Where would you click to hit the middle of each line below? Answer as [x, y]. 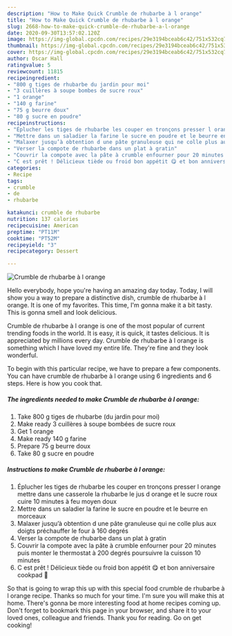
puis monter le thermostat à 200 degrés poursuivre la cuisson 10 [109, 553]
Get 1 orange [35, 431]
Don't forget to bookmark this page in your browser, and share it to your [109, 610]
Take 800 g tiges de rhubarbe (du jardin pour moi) [88, 417]
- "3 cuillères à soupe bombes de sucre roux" [75, 91]
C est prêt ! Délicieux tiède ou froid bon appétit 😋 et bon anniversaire [116, 567]
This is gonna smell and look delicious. [62, 313]
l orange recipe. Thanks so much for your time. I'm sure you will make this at [116, 596]
